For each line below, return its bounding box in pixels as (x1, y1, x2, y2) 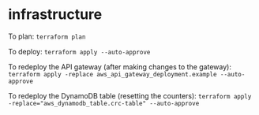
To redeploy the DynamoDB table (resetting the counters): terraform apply (8, 91, 252, 100)
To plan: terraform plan (8, 32, 86, 41)
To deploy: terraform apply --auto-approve (8, 46, 151, 56)
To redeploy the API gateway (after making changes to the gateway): (8, 61, 231, 72)
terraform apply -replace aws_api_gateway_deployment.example (8, 70, 217, 78)
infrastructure (8, 6, 103, 24)
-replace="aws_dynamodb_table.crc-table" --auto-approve (8, 99, 200, 107)
